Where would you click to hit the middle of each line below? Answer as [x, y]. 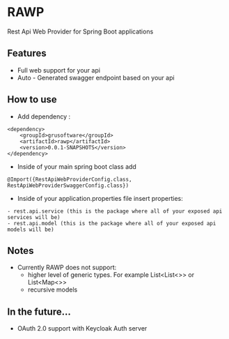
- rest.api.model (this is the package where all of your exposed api [112, 223]
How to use [32, 99]
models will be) [31, 229]
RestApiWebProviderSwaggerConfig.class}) [68, 186]
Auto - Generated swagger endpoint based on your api [96, 77]
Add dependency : [44, 116]
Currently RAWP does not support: [67, 268]
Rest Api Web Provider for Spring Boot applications [80, 31]
